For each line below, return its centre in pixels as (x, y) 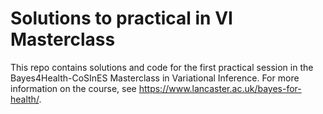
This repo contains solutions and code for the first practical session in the (162, 67)
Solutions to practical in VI (121, 18)
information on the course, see (73, 88)
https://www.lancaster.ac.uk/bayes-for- (220, 88)
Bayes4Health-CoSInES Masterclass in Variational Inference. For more (155, 78)
